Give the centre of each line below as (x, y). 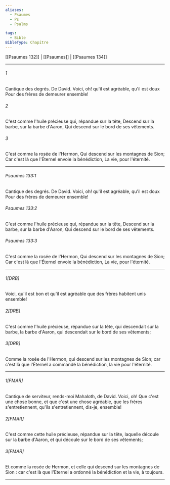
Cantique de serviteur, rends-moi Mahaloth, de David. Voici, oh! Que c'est (82, 396)
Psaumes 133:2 (21, 208)
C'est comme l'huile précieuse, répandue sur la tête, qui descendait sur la (82, 326)
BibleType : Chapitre (27, 43)
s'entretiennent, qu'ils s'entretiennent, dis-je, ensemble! (63, 407)
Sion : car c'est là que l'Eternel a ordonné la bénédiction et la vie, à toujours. (84, 472)
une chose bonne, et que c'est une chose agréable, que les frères (74, 402)
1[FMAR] (14, 381)
